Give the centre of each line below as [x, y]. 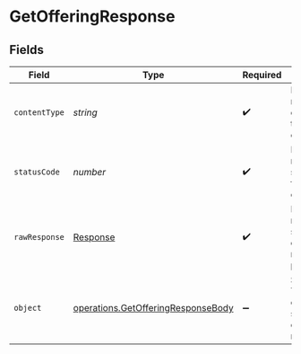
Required [262, 75]
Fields [27, 50]
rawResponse [39, 237]
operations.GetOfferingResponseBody [154, 308]
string [86, 112]
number [90, 172]
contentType [39, 113]
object [28, 308]
